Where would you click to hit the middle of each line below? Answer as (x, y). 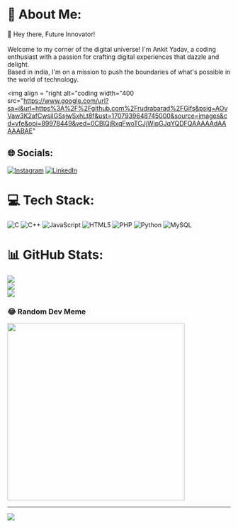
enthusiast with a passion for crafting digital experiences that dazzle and (113, 57)
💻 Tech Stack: (51, 200)
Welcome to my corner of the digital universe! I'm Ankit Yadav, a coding (112, 49)
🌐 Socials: (30, 153)
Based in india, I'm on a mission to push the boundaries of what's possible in (119, 72)
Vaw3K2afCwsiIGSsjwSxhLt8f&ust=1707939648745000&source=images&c (118, 116)
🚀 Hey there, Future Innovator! (51, 34)
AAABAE (20, 131)
